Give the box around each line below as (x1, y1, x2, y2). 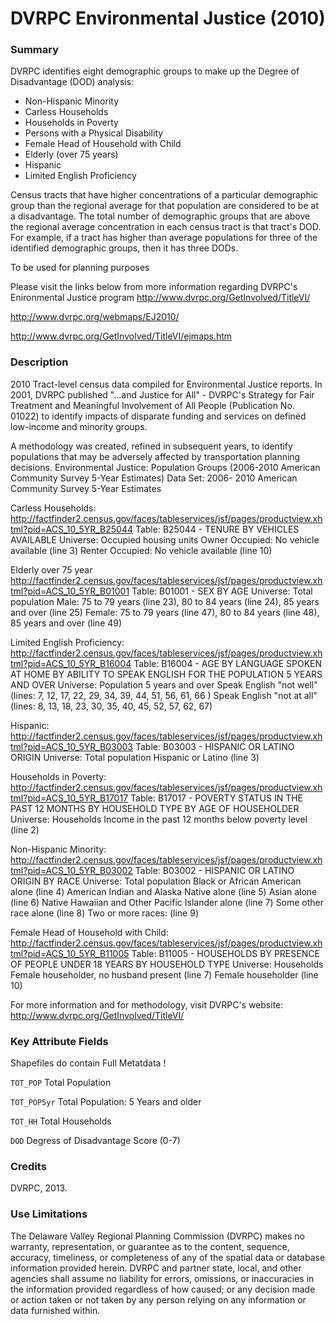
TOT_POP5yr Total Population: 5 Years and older (10, 1096, 202, 1108)
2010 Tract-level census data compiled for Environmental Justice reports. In (10, 378, 323, 390)
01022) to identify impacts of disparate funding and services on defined (10, 410, 307, 422)
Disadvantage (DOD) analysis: (10, 76, 135, 88)
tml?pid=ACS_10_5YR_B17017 (10, 792, 129, 804)
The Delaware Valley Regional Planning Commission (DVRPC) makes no (10, 1230, 305, 1242)
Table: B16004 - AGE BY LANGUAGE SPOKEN (133, 657, 323, 669)
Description (10, 355, 69, 369)
